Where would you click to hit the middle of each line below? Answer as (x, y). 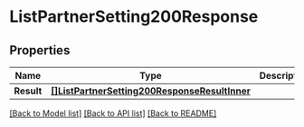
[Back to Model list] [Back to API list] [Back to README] (113, 113)
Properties (40, 50)
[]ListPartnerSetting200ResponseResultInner (151, 91)
